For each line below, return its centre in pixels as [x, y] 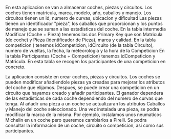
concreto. [15, 67]
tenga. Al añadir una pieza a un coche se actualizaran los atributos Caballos [85, 104]
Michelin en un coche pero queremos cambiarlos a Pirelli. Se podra [76, 120]
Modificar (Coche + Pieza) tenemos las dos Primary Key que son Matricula [84, 34]
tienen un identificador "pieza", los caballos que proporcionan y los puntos [84, 23]
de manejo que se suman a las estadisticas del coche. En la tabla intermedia [86, 29]
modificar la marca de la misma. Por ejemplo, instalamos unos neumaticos [84, 115]
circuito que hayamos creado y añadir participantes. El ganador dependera [84, 93]
